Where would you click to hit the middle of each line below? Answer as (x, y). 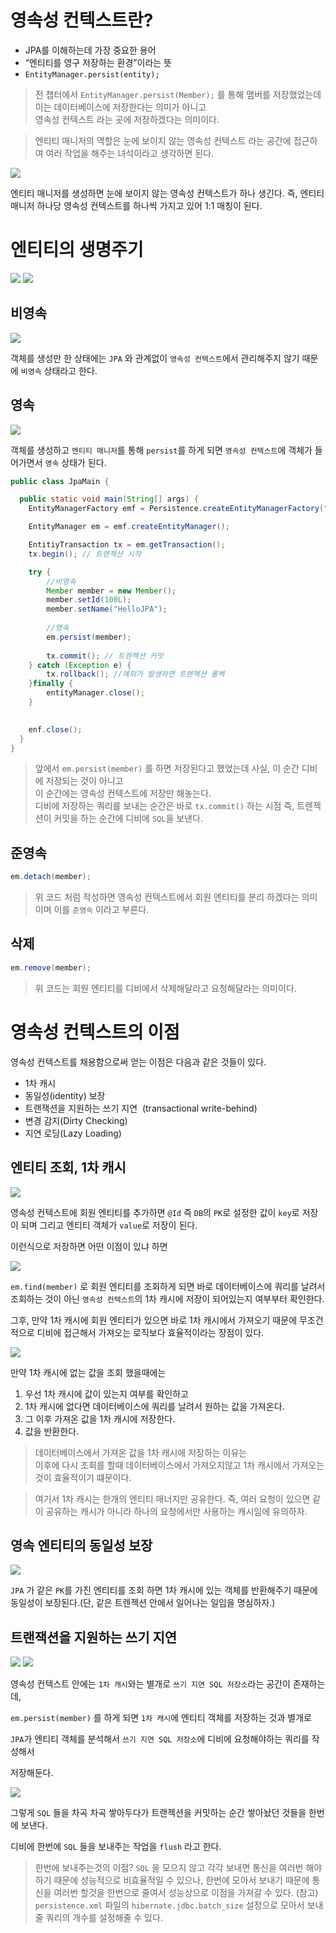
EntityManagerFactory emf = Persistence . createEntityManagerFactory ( (176, 509)
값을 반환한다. (52, 1431)
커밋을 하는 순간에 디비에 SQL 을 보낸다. (128, 818)
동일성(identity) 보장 (65, 1095)
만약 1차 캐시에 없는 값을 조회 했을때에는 (88, 1372)
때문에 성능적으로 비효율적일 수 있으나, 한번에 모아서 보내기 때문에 (181, 1880)
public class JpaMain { (60, 481)
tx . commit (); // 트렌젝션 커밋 (105, 656)
